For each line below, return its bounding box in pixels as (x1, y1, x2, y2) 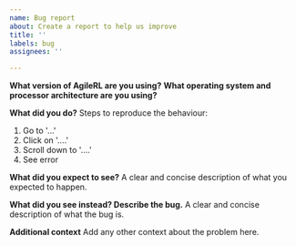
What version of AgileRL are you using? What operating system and (9, 80, 271, 91)
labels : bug (9, 38, 55, 48)
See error (22, 154, 59, 165)
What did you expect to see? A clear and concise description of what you (9, 172, 288, 183)
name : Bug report (9, 13, 76, 23)
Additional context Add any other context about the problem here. (9, 227, 260, 238)
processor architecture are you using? (9, 90, 158, 101)
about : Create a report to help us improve (9, 22, 178, 31)
